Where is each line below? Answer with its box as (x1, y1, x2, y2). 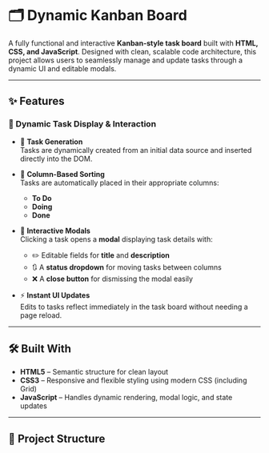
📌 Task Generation (19, 137, 83, 146)
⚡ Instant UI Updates (19, 290, 90, 300)
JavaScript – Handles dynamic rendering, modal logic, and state (19, 393, 233, 403)
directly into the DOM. (19, 154, 93, 163)
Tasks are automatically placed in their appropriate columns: (19, 178, 219, 187)
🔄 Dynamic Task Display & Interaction (8, 118, 157, 130)
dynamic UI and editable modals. (8, 63, 117, 73)
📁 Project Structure (8, 431, 106, 445)
